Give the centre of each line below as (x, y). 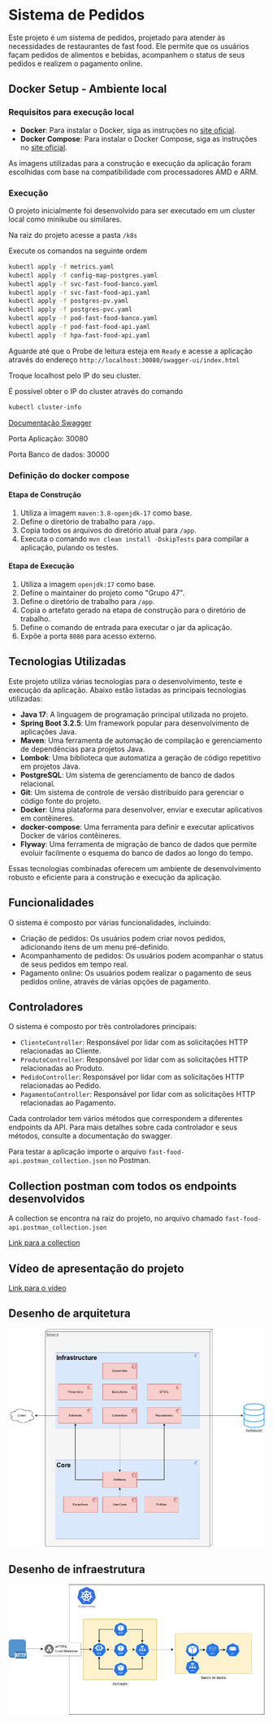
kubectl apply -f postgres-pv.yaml (69, 301)
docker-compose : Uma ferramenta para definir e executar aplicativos (137, 826)
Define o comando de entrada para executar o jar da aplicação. (126, 627)
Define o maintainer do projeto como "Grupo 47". (102, 593)
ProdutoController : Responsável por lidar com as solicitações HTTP (134, 1059)
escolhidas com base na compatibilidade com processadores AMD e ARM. (133, 172)
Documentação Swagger (50, 423)
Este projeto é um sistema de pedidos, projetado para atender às (117, 37)
